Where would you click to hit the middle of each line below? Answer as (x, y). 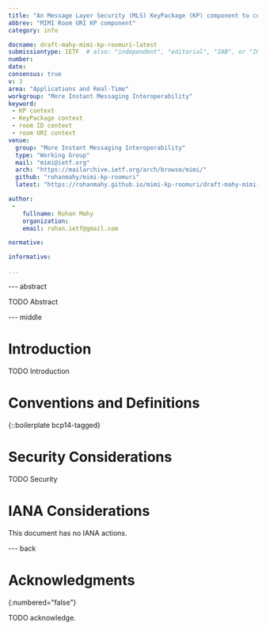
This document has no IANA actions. (68, 533)
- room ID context (42, 126)
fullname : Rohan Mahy (58, 214)
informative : (30, 257)
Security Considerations (90, 457)
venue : (19, 140)
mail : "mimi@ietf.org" (53, 162)
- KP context (33, 111)
